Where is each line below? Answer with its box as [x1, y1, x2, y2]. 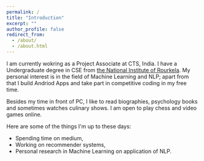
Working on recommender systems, [15, 141, 106, 148]
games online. [6, 111, 42, 118]
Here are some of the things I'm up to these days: [6, 122, 132, 130]
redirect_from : [6, 32, 45, 38]
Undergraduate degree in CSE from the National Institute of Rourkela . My [6, 66, 191, 73]
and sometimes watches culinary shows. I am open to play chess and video [6, 104, 197, 111]
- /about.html [12, 43, 48, 50]
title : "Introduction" [6, 15, 64, 21]
